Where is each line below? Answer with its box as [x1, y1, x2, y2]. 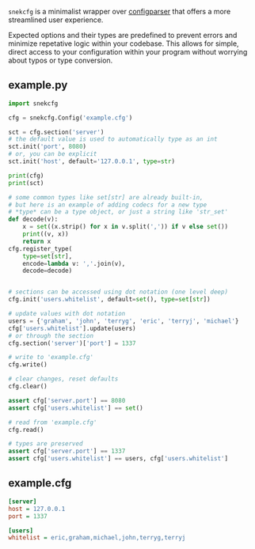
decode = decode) [22, 267, 73, 275]
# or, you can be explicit [8, 150, 97, 158]
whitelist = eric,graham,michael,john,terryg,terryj [8, 534, 186, 542]
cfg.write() [8, 361, 48, 369]
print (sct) [8, 179, 44, 187]
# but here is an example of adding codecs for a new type [8, 201, 207, 209]
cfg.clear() [8, 383, 48, 391]
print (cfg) [8, 172, 44, 180]
